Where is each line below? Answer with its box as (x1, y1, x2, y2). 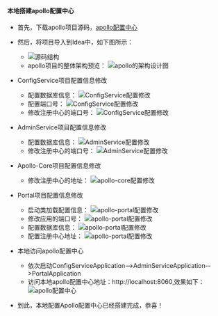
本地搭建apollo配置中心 (7, 6, 74, 15)
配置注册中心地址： (27, 232, 83, 240)
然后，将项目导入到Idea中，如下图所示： (17, 38, 134, 47)
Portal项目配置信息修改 (17, 191, 83, 200)
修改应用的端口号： (27, 214, 83, 223)
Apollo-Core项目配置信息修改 (17, 161, 101, 170)
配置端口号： (27, 100, 65, 108)
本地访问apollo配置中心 (17, 247, 84, 255)
